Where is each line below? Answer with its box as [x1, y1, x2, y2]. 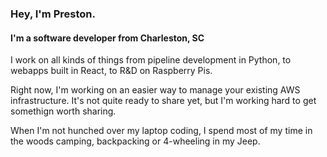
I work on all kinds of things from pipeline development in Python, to [10, 54, 292, 66]
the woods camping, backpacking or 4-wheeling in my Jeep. [10, 135, 261, 147]
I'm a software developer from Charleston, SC [10, 32, 205, 44]
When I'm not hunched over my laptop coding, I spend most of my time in [10, 125, 313, 137]
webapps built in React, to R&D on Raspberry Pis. [10, 65, 213, 77]
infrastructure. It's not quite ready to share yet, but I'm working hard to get [10, 95, 317, 107]
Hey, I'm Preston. [10, 7, 96, 21]
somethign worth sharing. [10, 105, 117, 117]
